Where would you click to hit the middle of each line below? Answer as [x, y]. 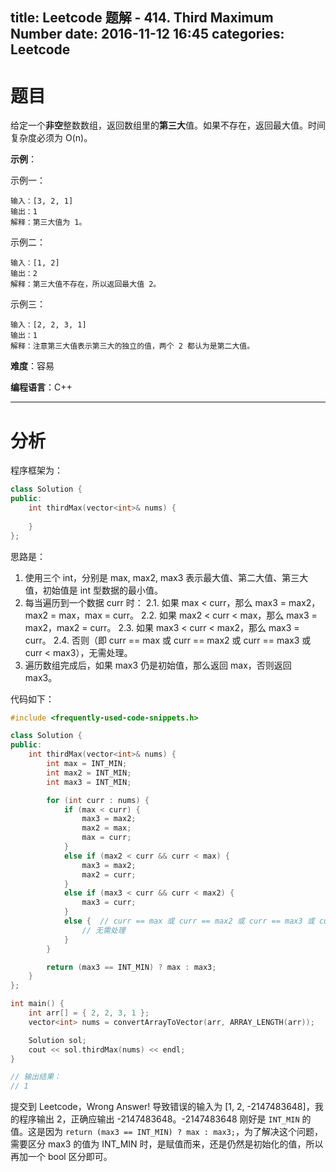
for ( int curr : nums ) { [98, 800]
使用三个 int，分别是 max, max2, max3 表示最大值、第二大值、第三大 [166, 577]
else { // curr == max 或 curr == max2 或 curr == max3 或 [189, 921]
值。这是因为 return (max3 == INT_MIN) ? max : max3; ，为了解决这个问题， [166, 1132]
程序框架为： [36, 470]
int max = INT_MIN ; [87, 764]
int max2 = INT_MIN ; [89, 773]
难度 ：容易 [32, 366]
